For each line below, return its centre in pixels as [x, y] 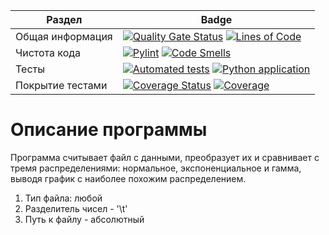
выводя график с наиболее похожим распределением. [128, 178]
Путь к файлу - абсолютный [84, 219]
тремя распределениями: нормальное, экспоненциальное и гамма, [156, 168]
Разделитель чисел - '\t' [76, 208]
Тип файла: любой [63, 198]
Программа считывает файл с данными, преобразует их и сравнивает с [165, 157]
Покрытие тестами [61, 85]
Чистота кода [48, 52]
